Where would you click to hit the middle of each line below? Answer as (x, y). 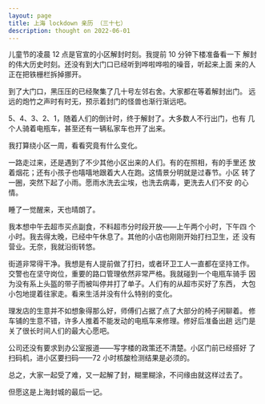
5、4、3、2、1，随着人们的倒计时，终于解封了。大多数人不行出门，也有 (127, 119)
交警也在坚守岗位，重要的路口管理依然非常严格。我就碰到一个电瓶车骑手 (127, 274)
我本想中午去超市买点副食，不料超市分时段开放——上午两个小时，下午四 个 (132, 227)
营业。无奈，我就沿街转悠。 (54, 247)
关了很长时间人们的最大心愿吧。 (61, 331)
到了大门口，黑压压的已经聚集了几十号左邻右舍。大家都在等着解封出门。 (127, 91)
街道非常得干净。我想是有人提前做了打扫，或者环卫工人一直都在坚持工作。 (131, 264)
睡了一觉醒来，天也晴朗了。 (54, 210)
